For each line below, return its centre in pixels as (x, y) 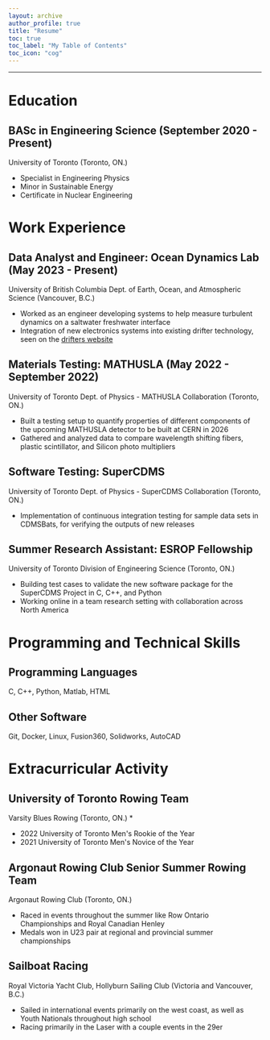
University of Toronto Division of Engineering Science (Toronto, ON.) (122, 568)
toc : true (25, 38)
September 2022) (53, 377)
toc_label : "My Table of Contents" (68, 46)
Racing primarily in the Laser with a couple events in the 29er (121, 1027)
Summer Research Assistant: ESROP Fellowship (131, 549)
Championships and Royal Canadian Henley (92, 924)
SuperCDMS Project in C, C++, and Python (91, 593)
